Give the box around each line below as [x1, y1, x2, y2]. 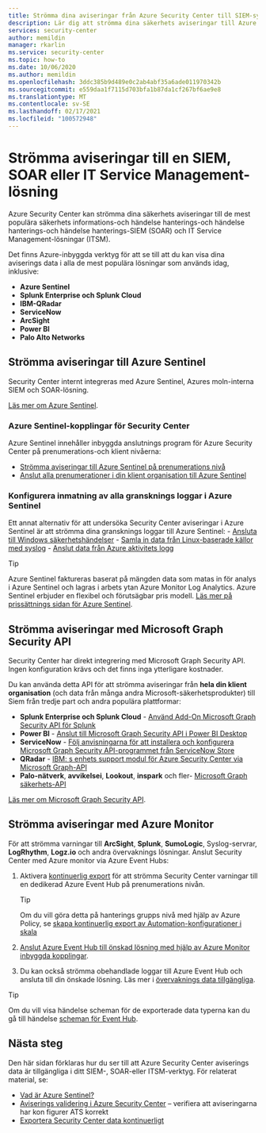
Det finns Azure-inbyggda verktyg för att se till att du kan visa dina [8, 249, 226, 259]
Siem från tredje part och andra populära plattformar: [8, 697, 181, 706]
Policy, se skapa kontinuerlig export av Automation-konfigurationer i [19, 918, 242, 928]
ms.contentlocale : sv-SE [8, 100, 90, 108]
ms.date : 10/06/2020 [8, 63, 77, 71]
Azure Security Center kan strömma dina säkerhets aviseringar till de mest [8, 209, 251, 218]
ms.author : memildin [8, 71, 77, 79]
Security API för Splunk [19, 720, 97, 730]
